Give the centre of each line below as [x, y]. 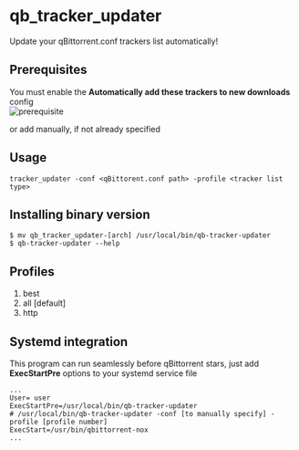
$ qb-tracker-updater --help [65, 244]
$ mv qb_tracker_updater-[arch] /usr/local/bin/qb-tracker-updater [140, 235]
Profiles [32, 272]
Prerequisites [48, 70]
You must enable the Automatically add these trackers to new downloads [150, 91]
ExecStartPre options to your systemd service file [103, 373]
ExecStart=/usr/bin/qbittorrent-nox [79, 430]
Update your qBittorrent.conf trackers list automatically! [114, 41]
